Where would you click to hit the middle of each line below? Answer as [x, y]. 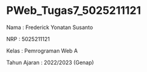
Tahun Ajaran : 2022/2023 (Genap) [50, 62]
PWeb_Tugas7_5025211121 [74, 11]
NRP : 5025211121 [28, 39]
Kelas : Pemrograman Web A [42, 51]
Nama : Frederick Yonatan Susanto [50, 27]
